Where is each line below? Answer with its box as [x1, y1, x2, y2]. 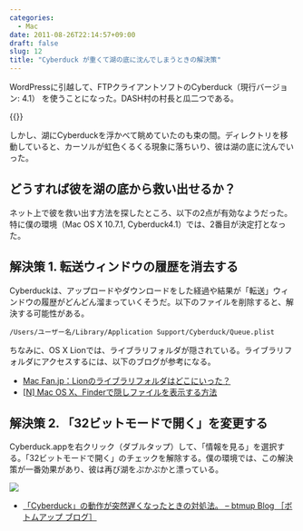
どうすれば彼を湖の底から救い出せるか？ [9, 182, 236, 197]
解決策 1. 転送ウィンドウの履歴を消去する [9, 260, 239, 275]
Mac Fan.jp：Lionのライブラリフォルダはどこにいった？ [22, 375, 231, 386]
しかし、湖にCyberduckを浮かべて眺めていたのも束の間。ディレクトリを [9, 130, 280, 141]
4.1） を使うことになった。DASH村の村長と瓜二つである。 [21, 93, 239, 103]
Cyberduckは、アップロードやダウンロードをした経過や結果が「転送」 [9, 285, 274, 296]
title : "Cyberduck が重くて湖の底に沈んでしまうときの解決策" [9, 55, 221, 64]
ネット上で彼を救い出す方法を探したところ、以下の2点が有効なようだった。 [9, 207, 293, 218]
